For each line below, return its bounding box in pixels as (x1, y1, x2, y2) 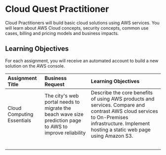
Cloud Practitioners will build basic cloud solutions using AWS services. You (5, 20, 160, 26)
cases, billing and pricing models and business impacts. (5, 30, 119, 36)
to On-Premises (90, 114, 128, 120)
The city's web (44, 92, 79, 99)
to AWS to (44, 123, 68, 130)
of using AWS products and (90, 95, 155, 102)
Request (44, 80, 65, 87)
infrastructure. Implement (90, 120, 150, 127)
